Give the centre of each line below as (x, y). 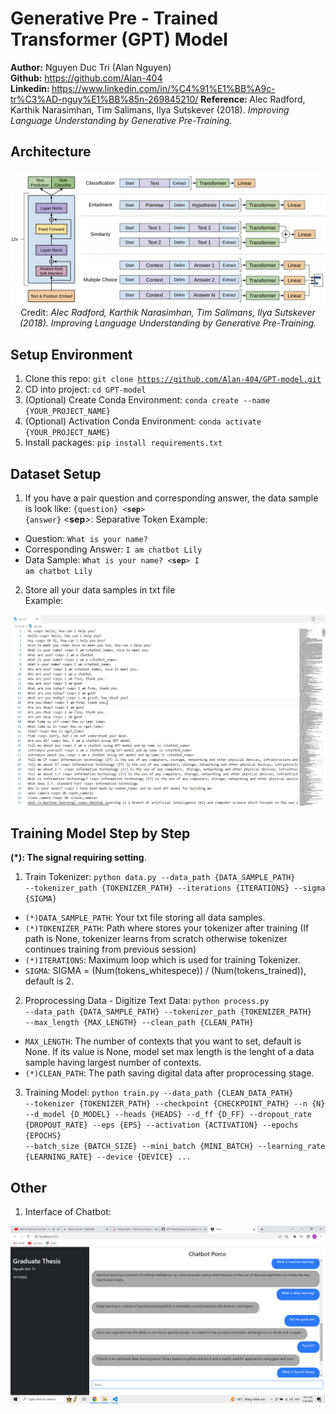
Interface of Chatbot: (68, 1212)
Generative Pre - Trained (114, 18)
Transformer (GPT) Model (119, 39)
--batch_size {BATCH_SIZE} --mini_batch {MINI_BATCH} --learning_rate (175, 1147)
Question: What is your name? (86, 538)
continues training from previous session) (110, 949)
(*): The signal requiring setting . (78, 858)
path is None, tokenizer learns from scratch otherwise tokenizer (156, 939)
